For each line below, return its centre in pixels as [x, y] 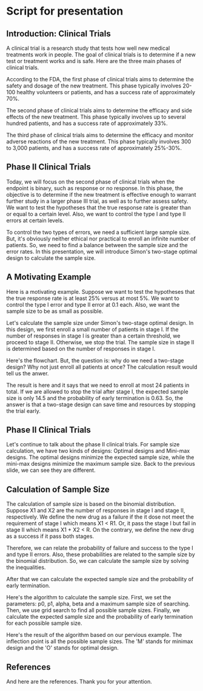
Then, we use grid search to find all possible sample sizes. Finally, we [93, 610]
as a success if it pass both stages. [50, 536]
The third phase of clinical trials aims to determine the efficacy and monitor [100, 135]
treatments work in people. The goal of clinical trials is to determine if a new [101, 55]
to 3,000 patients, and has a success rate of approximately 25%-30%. [94, 148]
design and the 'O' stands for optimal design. [63, 648]
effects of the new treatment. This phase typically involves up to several [96, 117]
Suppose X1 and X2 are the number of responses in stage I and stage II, [96, 511]
